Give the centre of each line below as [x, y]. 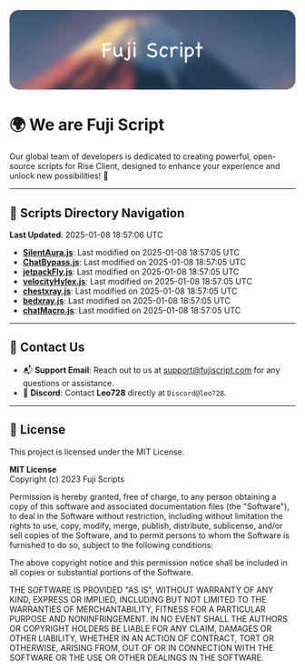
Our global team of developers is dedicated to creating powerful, [130, 156]
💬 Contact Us [47, 348]
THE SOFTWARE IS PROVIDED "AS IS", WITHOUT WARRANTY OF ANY [142, 590]
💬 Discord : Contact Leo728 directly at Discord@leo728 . [124, 393]
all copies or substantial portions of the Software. [101, 572]
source [23, 166]
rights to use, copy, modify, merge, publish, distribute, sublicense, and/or [146, 525]
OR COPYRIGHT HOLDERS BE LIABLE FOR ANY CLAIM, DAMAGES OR [141, 628]
